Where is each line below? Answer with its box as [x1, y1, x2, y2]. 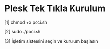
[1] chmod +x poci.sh [4, 19, 47, 25]
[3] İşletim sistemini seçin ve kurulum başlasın [4, 38, 98, 44]
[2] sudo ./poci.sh [4, 28, 41, 34]
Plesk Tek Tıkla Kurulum [4, 3, 106, 14]
